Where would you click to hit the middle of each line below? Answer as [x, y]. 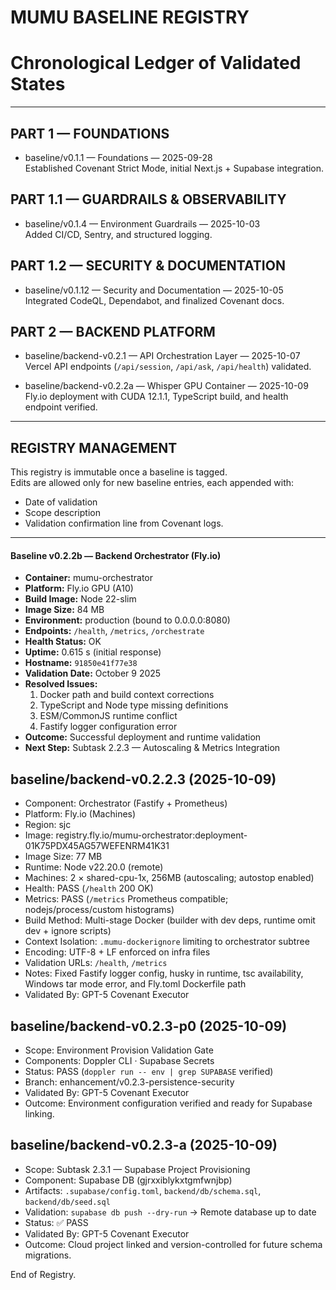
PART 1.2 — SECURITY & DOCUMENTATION [148, 266]
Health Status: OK [63, 642]
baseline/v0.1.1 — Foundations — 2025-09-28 [118, 157]
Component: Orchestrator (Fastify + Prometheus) [126, 803]
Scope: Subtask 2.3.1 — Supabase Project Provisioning [137, 1169]
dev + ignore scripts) [68, 931]
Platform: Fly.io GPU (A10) [79, 588]
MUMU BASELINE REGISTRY [130, 17]
